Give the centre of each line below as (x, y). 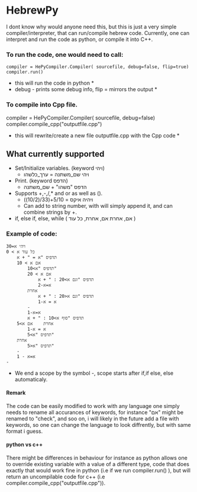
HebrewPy (33, 10)
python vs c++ (25, 445)
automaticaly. (31, 379)
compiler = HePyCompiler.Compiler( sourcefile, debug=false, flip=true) (98, 67)
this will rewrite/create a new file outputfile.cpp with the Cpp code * (97, 135)
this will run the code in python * (54, 83)
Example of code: (32, 234)
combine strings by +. (50, 212)
